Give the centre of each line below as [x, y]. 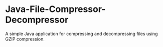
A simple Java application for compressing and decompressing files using [81, 33]
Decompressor [37, 20]
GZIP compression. [25, 39]
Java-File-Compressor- [55, 9]
